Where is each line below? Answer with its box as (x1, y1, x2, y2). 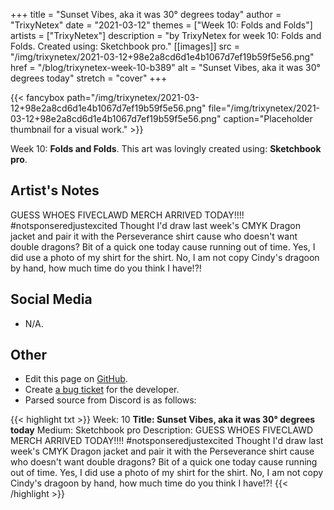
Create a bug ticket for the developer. (24, 384, 180, 396)
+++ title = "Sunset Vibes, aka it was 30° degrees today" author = (10, 9, 282, 20)
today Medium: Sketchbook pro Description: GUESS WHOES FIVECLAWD (10, 424, 314, 436)
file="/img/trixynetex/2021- (208, 102, 321, 114)
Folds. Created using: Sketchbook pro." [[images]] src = (10, 40, 241, 52)
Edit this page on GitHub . (24, 373, 128, 385)
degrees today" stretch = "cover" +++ (10, 72, 168, 84)
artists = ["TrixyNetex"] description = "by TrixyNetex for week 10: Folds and (10, 30, 322, 41)
